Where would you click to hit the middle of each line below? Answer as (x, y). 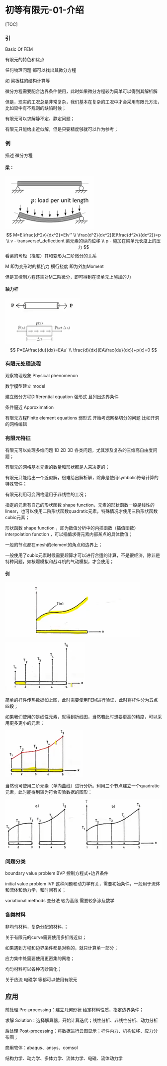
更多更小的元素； (27, 723)
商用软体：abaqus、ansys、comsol (42, 1048)
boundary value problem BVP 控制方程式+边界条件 (57, 873)
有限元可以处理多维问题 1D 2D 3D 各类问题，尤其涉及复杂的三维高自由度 (79, 450)
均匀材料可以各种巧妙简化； (34, 969)
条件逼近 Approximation (29, 407)
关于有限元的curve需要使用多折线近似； (46, 937)
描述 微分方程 (19, 155)
